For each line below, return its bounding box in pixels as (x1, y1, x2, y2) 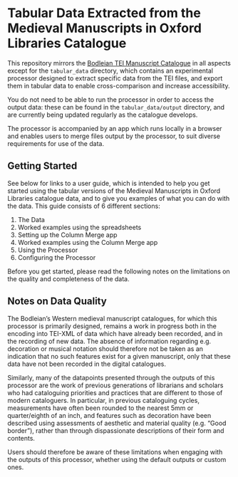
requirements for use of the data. (7, 139, 105, 147)
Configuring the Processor (17, 253, 96, 261)
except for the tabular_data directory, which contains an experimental (7, 66, 214, 75)
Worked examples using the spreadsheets (17, 223, 142, 231)
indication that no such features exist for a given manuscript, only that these (7, 352, 231, 360)
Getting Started (7, 160, 78, 172)
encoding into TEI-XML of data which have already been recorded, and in (7, 329, 223, 337)
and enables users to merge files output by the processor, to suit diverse (7, 132, 221, 140)
